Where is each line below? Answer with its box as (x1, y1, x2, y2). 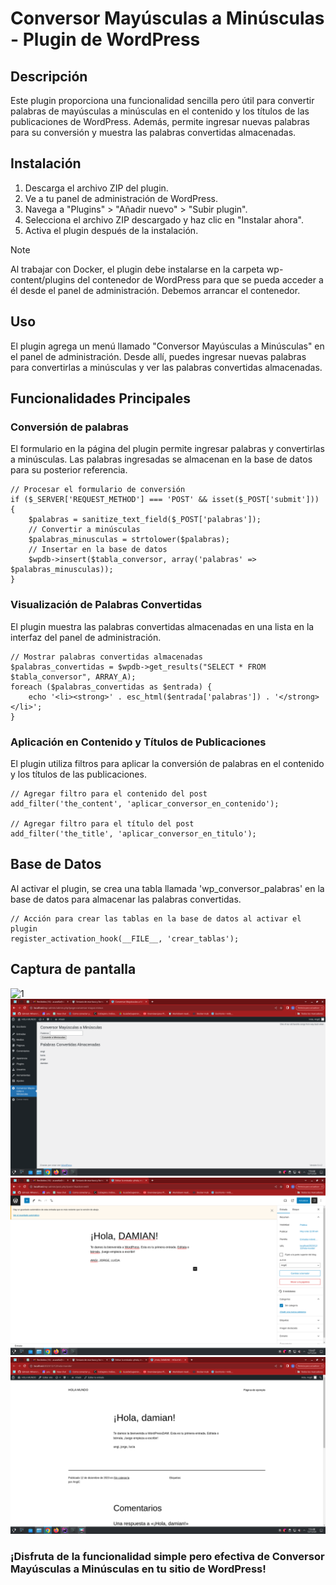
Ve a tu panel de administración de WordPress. (24, 192, 219, 204)
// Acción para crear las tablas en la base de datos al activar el (10, 913, 302, 924)
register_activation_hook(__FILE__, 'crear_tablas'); (10, 933, 240, 944)
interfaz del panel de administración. (10, 631, 162, 643)
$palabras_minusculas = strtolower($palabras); (28, 535, 230, 545)
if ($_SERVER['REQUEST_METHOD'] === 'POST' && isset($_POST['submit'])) (10, 495, 320, 505)
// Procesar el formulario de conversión (10, 485, 186, 495)
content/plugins (10, 273, 76, 286)
